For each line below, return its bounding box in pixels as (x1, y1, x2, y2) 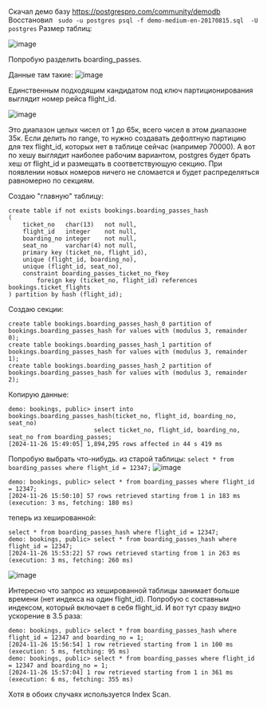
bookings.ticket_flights (8, 283, 91, 291)
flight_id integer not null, (22, 227, 137, 235)
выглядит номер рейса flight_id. (8, 94, 117, 103)
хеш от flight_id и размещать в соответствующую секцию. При (8, 159, 223, 168)
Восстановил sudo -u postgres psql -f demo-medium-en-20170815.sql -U (8, 15, 258, 25)
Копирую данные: (8, 390, 69, 399)
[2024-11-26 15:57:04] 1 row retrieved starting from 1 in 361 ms (8, 669, 234, 677)
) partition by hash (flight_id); (8, 290, 124, 298)
